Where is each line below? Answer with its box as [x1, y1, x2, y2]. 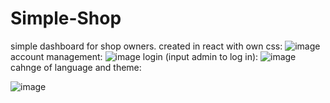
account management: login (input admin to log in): [10, 50, 259, 62]
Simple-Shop [10, 7, 122, 30]
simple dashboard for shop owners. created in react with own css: [10, 40, 283, 52]
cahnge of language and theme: [10, 61, 142, 73]
